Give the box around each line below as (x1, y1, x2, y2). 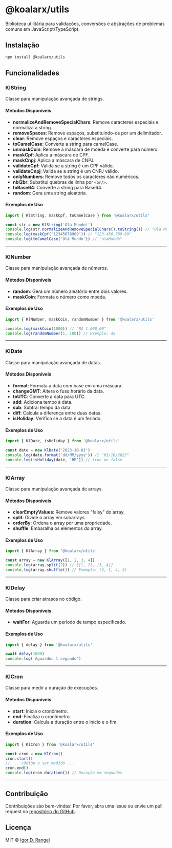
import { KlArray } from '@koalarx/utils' (5, 548, 97, 554)
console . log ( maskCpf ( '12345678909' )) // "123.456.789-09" (5, 232, 132, 237)
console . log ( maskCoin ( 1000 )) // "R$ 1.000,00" (5, 326, 106, 331)
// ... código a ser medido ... (5, 761, 74, 766)
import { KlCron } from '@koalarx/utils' (5, 742, 95, 747)
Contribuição (5, 789, 49, 798)
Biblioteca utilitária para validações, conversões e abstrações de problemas (5, 21, 165, 27)
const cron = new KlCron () (5, 751, 63, 756)
